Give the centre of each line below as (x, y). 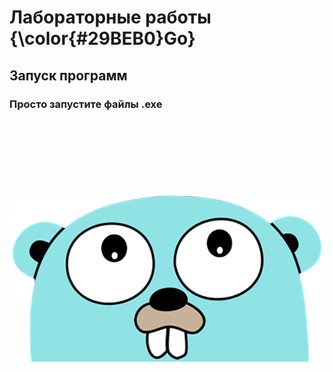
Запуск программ (68, 75)
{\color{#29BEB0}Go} (102, 38)
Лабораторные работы (110, 17)
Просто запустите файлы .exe (86, 104)
